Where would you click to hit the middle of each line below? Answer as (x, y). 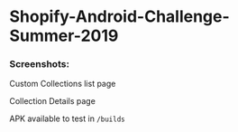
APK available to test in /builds (67, 118)
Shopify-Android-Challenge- (119, 17)
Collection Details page (53, 101)
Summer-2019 (64, 36)
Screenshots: (40, 64)
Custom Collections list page (63, 84)
